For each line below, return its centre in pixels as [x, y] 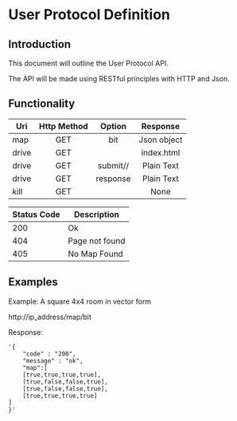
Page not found [97, 241]
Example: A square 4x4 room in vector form [80, 301]
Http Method [64, 126]
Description [97, 214]
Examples [33, 282]
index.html [161, 152]
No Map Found [95, 254]
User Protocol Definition [89, 15]
